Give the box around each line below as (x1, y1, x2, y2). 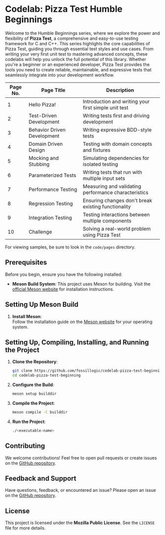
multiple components (82, 217, 132, 224)
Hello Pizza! (28, 101, 56, 108)
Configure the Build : (12, 382, 55, 388)
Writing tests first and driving (82, 112, 150, 119)
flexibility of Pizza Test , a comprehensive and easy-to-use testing (5, 35, 138, 41)
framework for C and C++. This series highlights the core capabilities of (5, 40, 150, 46)
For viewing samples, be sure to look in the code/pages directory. (5, 244, 136, 250)
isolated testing (82, 161, 118, 168)
